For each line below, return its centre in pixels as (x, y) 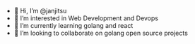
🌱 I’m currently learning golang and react (73, 25)
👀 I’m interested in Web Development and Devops (86, 18)
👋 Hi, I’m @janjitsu (40, 11)
